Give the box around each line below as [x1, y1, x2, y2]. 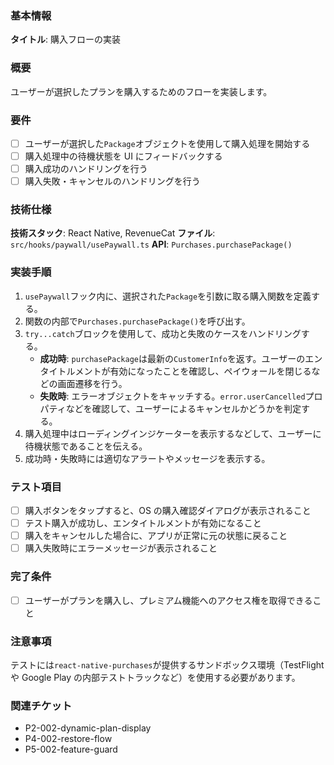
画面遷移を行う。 [57, 377, 128, 389]
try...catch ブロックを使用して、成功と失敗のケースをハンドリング [24, 327, 302, 339]
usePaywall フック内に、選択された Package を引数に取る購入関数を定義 [24, 290, 312, 302]
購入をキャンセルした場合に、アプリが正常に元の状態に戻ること [24, 530, 288, 542]
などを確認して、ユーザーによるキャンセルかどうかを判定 [65, 402, 302, 414]
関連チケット [10, 698, 73, 712]
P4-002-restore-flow [24, 733, 113, 745]
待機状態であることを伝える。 [24, 440, 148, 452]
